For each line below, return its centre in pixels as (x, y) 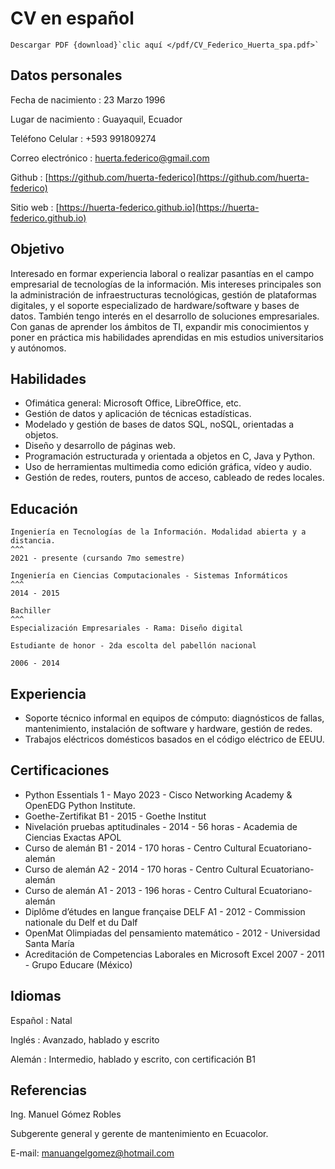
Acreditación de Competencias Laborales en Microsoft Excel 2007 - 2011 (174, 954)
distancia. (33, 541)
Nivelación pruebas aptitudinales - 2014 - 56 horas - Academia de (161, 826)
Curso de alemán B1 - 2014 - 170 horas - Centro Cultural (140, 848)
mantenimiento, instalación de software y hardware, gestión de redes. (168, 728)
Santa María (49, 943)
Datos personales (66, 75)
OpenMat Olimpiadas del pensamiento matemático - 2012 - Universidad (172, 933)
